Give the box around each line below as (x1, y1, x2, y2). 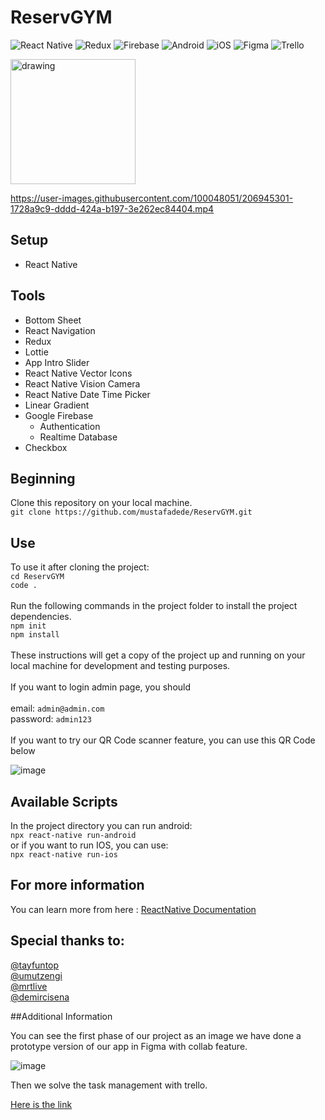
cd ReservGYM (10, 572, 65, 582)
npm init (10, 621, 47, 631)
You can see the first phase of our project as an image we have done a (10, 1029, 302, 1041)
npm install (10, 630, 60, 640)
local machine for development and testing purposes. (10, 660, 231, 672)
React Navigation (24, 324, 96, 336)
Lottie (24, 346, 49, 358)
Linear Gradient (24, 399, 90, 411)
